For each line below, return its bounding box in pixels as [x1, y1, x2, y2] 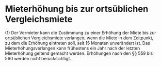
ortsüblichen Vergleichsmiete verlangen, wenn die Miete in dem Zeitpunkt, [5, 35, 154, 41]
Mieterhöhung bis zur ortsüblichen [5, 3, 149, 15]
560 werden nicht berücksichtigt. [5, 55, 71, 61]
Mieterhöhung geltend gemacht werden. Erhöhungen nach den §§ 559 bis [5, 50, 153, 56]
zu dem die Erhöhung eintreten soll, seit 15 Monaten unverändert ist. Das [5, 40, 150, 46]
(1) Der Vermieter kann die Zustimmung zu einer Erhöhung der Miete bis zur [5, 30, 157, 35]
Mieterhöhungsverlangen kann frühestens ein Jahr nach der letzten [5, 45, 140, 51]
